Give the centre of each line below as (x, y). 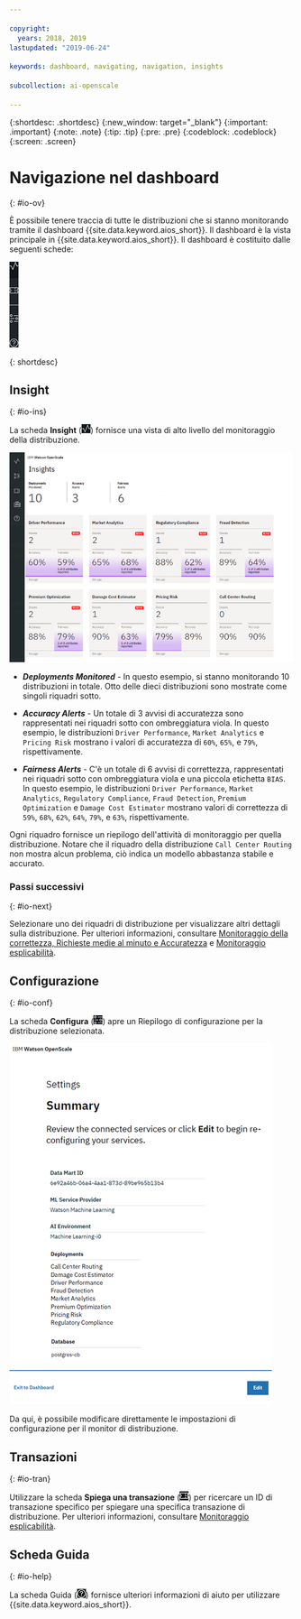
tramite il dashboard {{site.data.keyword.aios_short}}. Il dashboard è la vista (150, 229)
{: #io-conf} (31, 1003)
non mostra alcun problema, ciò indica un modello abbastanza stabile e (142, 854)
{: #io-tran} (30, 1479)
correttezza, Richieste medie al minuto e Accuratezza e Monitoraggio (137, 943)
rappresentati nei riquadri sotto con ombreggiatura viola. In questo (146, 723)
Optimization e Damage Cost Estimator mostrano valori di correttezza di (155, 808)
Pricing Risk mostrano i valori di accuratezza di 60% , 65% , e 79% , (140, 742)
